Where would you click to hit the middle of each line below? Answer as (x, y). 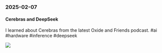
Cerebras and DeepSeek (32, 19)
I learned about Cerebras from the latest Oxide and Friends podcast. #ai (81, 30)
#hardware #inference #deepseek (41, 36)
